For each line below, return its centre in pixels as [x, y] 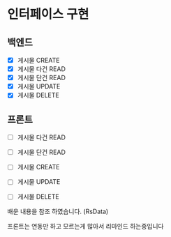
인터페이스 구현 [48, 14]
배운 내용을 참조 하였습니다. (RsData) [58, 212]
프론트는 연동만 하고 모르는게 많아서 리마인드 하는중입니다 [85, 227]
